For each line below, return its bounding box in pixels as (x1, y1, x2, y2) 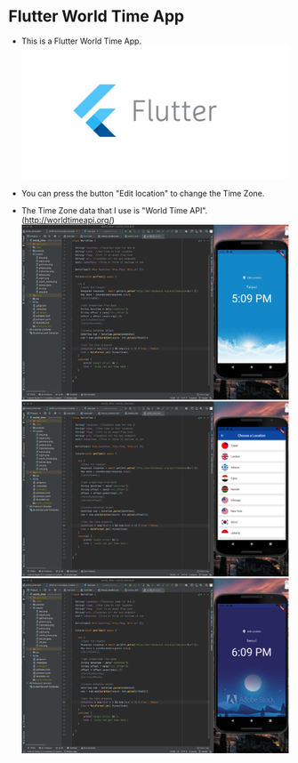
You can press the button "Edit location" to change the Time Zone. (20, 189, 265, 199)
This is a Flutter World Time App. (20, 36, 142, 46)
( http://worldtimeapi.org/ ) (20, 215, 115, 226)
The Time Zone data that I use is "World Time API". (20, 205, 208, 216)
